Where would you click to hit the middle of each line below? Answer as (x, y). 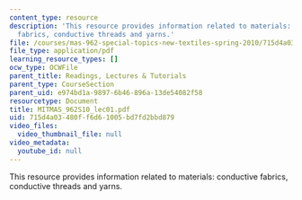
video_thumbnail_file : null (70, 135)
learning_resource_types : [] (64, 59)
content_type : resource (54, 17)
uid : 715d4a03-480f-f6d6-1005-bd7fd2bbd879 (92, 117)
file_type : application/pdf (62, 51)
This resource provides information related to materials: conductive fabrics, (149, 177)
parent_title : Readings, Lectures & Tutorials (98, 76)
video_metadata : (40, 143)
